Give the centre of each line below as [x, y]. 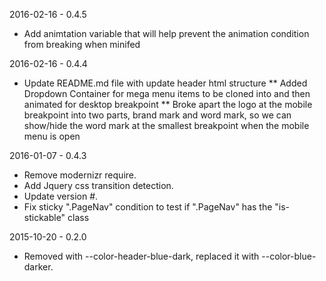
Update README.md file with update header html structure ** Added [165, 83]
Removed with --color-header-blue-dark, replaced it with [141, 256]
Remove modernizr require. [80, 175]
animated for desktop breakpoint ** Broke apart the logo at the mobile [168, 104]
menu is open [52, 136]
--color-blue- [289, 256]
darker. [38, 267]
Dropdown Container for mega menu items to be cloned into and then [167, 93]
